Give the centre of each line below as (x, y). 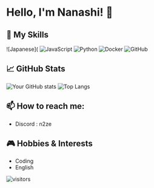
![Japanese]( (22, 49)
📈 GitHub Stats (36, 69)
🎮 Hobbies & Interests (49, 144)
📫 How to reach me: (45, 106)
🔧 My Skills (27, 35)
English (24, 167)
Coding (24, 161)
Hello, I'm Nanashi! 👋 (60, 12)
